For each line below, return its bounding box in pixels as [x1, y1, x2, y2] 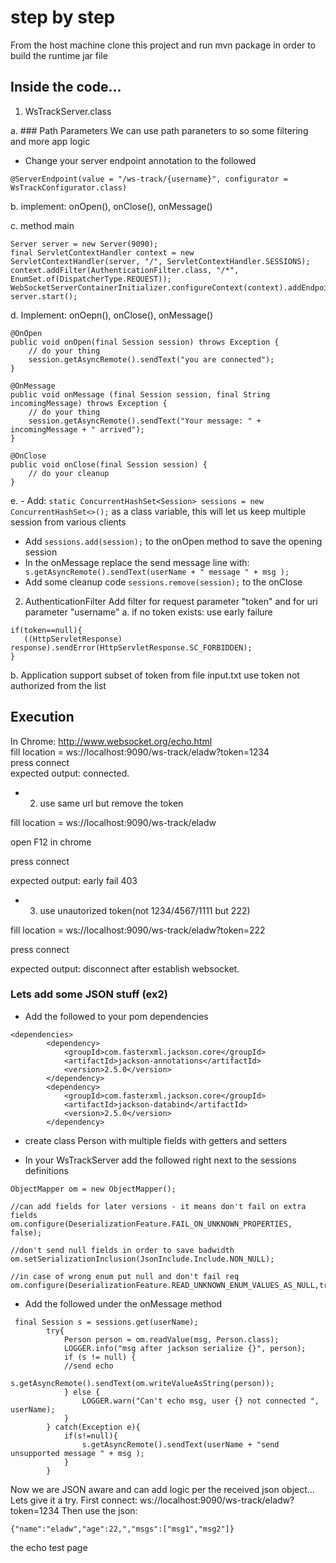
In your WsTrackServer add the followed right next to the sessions [24, 1154, 297, 1166]
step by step [10, 6, 116, 29]
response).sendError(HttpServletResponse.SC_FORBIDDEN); [10, 642, 253, 653]
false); [10, 1227, 43, 1238]
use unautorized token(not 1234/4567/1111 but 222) [39, 904, 251, 916]
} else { [63, 1387, 101, 1397]
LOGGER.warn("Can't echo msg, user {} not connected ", [81, 1396, 320, 1406]
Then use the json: [61, 1504, 138, 1516]
